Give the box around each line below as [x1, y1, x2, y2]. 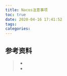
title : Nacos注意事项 [5, 7, 48, 13]
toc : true [5, 12, 26, 17]
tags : [5, 21, 17, 27]
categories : [5, 26, 30, 31]
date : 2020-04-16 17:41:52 [5, 17, 62, 22]
